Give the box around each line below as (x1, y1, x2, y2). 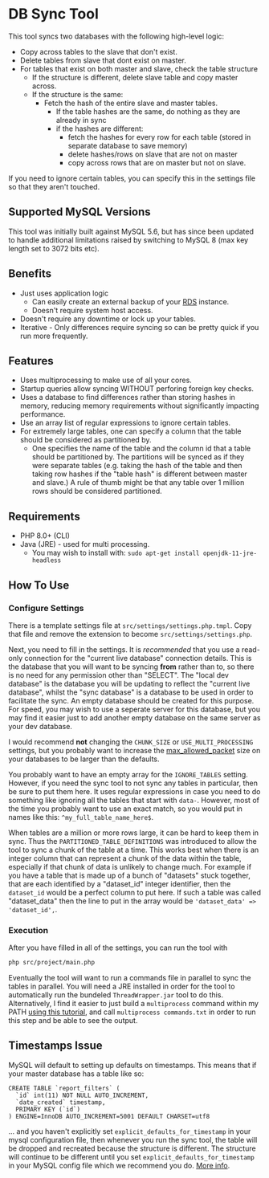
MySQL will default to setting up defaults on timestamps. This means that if (8, 1060, 257, 1070)
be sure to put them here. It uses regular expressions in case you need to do (8, 786, 261, 796)
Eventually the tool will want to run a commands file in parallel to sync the (8, 973, 251, 983)
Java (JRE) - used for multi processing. (19, 540, 150, 549)
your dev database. (8, 721, 72, 731)
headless (31, 556, 62, 565)
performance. (19, 410, 66, 419)
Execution (8, 924, 49, 935)
